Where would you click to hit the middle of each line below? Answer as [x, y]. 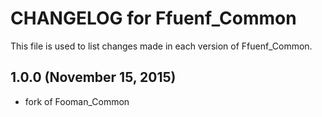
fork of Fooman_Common [77, 101]
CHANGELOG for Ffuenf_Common [153, 18]
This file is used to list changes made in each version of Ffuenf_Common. [161, 46]
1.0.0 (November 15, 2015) [93, 77]
